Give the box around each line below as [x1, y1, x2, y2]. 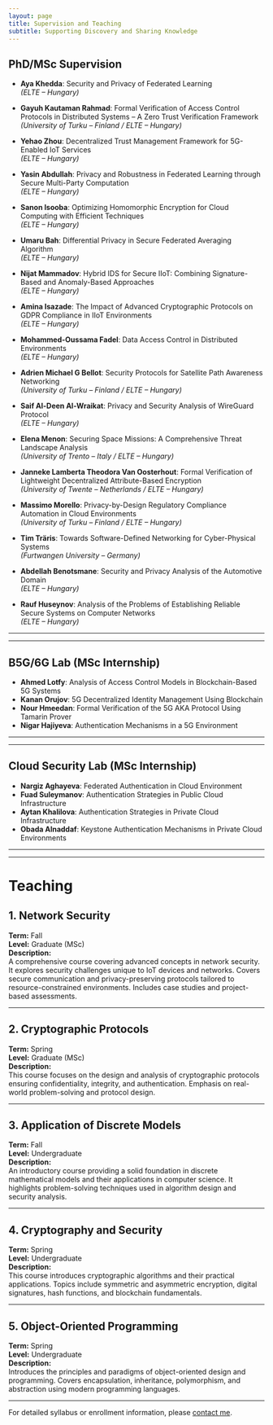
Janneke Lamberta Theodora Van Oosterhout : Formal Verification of [19, 467, 253, 477]
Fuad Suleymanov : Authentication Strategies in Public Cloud [19, 789, 223, 799]
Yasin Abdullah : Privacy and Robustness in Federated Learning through [19, 169, 262, 179]
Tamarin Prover [19, 712, 71, 721]
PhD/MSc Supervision [8, 57, 122, 71]
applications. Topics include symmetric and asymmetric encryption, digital [8, 1279, 258, 1289]
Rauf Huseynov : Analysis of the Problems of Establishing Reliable [19, 599, 241, 609]
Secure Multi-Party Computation [19, 178, 130, 188]
